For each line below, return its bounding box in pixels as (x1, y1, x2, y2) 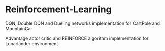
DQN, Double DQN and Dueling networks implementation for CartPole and (5, 20, 160, 26)
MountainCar (5, 25, 33, 31)
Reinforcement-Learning (5, 4, 112, 15)
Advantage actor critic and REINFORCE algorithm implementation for (5, 35, 149, 41)
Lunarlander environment (5, 40, 58, 46)
